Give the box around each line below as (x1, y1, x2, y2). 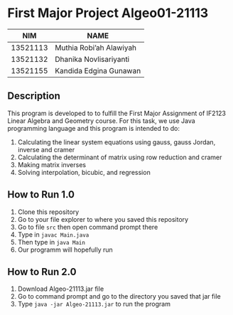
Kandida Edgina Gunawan (55, 65, 141, 75)
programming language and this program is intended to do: (7, 124, 180, 132)
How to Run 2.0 (7, 265, 77, 278)
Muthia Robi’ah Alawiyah (55, 43, 137, 53)
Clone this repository (17, 208, 80, 216)
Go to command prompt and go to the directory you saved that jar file (17, 292, 222, 301)
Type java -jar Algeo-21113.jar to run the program (17, 300, 170, 309)
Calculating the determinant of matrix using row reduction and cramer (17, 153, 222, 161)
